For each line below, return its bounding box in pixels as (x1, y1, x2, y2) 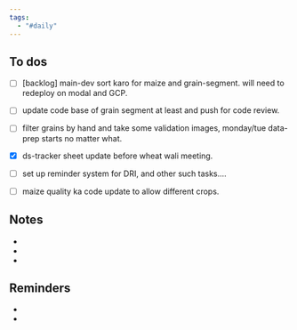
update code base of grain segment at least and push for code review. (21, 105, 280, 116)
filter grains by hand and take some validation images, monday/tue (21, 123, 267, 133)
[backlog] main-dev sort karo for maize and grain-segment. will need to (21, 77, 285, 89)
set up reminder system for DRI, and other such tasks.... (21, 168, 227, 179)
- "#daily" (17, 21, 58, 30)
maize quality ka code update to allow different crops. (21, 186, 220, 197)
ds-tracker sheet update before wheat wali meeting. (21, 150, 213, 161)
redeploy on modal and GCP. (21, 88, 128, 99)
